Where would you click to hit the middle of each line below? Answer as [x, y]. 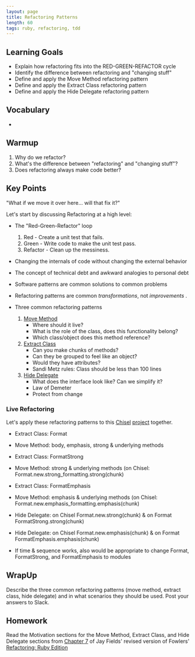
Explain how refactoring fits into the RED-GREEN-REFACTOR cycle [95, 66]
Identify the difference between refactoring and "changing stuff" [93, 73]
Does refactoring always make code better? [68, 170]
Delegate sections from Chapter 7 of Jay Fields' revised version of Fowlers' [98, 641]
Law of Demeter [52, 388]
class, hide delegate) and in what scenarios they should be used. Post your [97, 596]
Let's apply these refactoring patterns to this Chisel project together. [90, 422]
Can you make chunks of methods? [75, 350]
